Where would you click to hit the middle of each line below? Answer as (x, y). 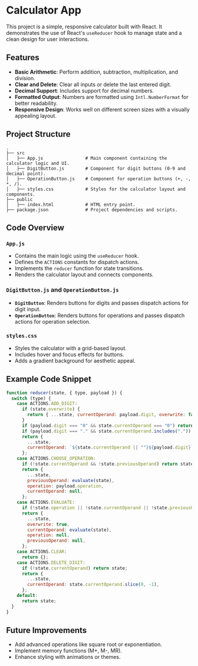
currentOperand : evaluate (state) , (70, 530)
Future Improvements (47, 630)
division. (25, 78)
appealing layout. (36, 116)
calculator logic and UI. (38, 163)
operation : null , (48, 535)
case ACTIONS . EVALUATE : (46, 502)
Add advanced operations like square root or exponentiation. (88, 644)
